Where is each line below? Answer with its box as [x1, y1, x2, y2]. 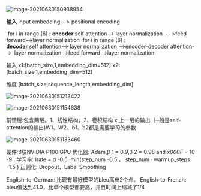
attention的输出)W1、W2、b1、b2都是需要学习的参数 [6, 124, 136, 131]
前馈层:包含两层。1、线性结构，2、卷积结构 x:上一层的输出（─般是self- [6, 117, 181, 123]
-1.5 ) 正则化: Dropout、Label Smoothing [6, 164, 106, 170]
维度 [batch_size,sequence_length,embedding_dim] [6, 81, 134, 88]
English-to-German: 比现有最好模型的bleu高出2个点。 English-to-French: [6, 176, 187, 183]
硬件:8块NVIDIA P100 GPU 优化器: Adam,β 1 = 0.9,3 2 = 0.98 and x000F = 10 [6, 149, 195, 155]
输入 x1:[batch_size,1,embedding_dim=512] [6, 62, 112, 68]
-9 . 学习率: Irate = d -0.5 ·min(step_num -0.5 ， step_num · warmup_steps [6, 156, 190, 163]
